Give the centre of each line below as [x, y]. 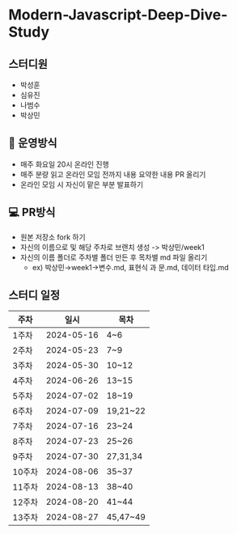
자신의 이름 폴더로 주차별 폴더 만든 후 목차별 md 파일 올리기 [114, 257]
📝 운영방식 [33, 143]
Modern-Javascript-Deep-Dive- [118, 15]
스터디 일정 [34, 296]
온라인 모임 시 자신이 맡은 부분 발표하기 [82, 184]
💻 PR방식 [32, 212]
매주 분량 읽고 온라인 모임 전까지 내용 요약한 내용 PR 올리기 [113, 174]
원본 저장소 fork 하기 [53, 237]
